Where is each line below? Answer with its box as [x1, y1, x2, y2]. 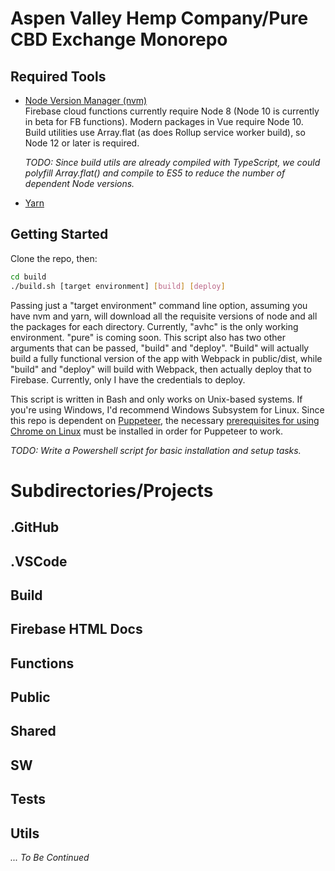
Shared [10, 723, 57, 740]
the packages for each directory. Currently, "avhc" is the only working [10, 320, 299, 332]
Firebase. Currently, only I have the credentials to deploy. [10, 373, 246, 386]
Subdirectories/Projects [10, 479, 214, 502]
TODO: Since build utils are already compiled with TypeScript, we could [24, 157, 321, 168]
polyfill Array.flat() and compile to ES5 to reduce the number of [24, 167, 286, 179]
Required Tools [10, 68, 107, 85]
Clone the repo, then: [10, 252, 98, 264]
